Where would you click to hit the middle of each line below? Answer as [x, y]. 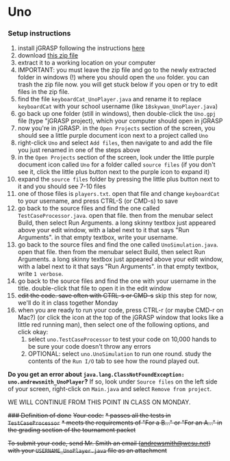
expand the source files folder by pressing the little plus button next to [118, 179]
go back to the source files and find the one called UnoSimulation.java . [118, 245]
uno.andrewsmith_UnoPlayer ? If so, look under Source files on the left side [113, 382]
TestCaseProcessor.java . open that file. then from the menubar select [115, 216]
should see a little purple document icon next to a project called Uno [113, 136]
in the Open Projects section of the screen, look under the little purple [116, 158]
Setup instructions [39, 34]
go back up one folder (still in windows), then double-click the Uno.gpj [117, 114]
